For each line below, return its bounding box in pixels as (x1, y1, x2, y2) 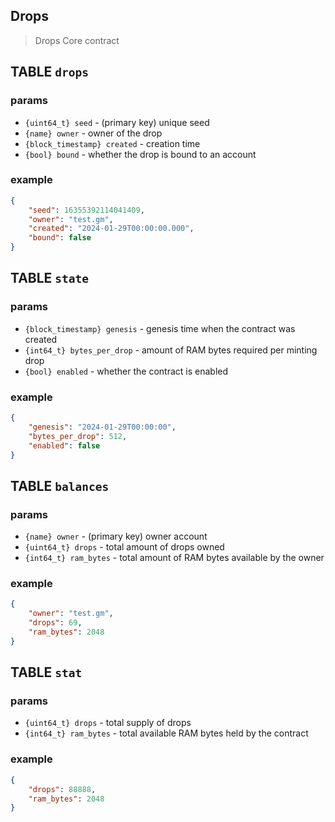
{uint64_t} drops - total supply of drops (24, 717, 192, 729)
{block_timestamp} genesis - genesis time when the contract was (24, 322, 296, 334)
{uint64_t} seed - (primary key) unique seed (24, 116, 210, 128)
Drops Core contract (34, 34, 120, 46)
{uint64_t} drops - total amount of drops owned (24, 541, 225, 553)
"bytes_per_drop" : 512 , (28, 431, 128, 441)
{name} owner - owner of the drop (24, 127, 163, 139)
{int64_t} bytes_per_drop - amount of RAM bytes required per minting (24, 344, 318, 356)
